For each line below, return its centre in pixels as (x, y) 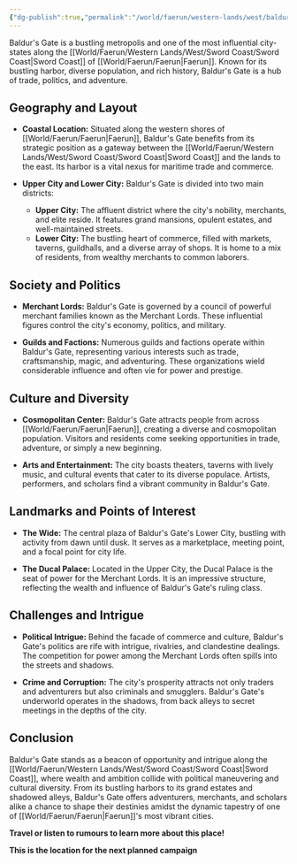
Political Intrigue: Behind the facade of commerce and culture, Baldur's (152, 637)
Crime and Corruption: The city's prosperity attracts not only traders (148, 682)
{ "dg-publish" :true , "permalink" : (71, 17)
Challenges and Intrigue (76, 616)
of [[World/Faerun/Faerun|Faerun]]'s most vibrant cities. (111, 815)
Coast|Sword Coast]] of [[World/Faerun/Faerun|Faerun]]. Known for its (138, 61)
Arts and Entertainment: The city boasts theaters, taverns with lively (148, 465)
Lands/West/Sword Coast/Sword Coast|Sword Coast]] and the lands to (151, 157)
